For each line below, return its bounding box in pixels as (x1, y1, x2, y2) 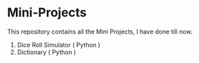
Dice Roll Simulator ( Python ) (17, 40, 101, 49)
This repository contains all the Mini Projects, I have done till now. (7, 27, 193, 36)
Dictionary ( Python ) (17, 48, 76, 56)
